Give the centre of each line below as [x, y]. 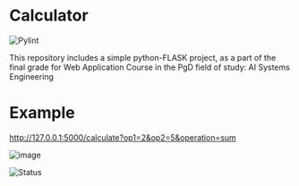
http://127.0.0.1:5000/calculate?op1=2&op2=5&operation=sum [123, 137]
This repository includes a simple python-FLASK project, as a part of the [143, 57]
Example [42, 113]
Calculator [49, 16]
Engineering [31, 76]
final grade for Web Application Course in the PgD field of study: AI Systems [150, 67]
